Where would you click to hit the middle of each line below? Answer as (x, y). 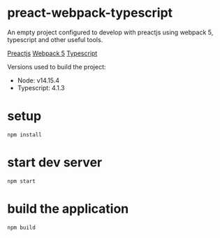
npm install (24, 134)
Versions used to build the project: (57, 66)
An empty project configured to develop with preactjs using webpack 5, (110, 32)
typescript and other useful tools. (55, 39)
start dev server (55, 163)
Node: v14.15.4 (38, 80)
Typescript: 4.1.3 (41, 87)
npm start (22, 181)
